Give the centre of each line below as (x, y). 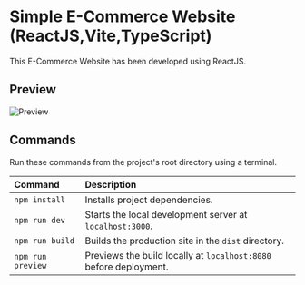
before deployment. (127, 267)
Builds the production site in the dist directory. (184, 241)
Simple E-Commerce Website (123, 17)
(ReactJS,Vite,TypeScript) (111, 36)
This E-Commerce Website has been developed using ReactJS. (128, 61)
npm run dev (40, 220)
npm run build (44, 241)
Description (111, 184)
